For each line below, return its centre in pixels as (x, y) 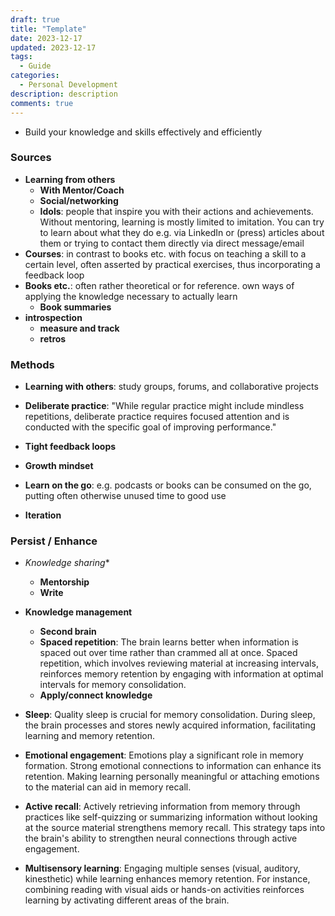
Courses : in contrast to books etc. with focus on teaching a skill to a (165, 253)
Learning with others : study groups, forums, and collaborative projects (171, 387)
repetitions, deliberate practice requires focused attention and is (157, 417)
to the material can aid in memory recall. (108, 787)
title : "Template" (48, 29)
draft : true (35, 19)
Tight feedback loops (70, 447)
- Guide (35, 66)
